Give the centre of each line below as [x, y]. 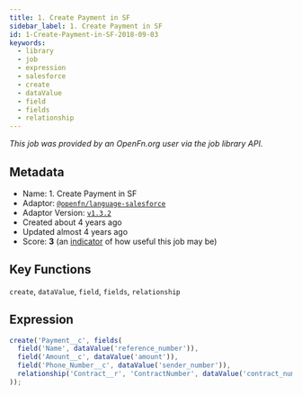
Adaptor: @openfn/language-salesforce [94, 202]
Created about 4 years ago [72, 222]
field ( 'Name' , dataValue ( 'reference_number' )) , [108, 349]
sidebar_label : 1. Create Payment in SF [86, 26]
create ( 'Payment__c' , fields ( [66, 340]
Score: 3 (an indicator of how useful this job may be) [120, 241]
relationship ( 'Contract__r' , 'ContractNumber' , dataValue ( [130, 374]
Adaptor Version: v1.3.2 [67, 212]
